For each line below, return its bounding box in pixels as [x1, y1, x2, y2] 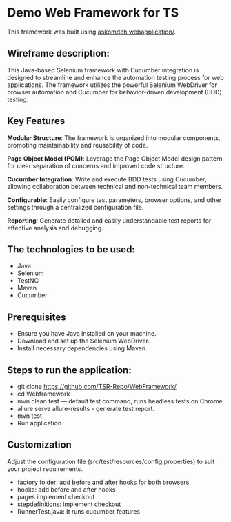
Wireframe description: [7, 48, 110, 59]
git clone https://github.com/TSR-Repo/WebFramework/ [17, 383, 177, 390]
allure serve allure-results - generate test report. [17, 405, 155, 412]
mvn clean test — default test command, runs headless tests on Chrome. [17, 397, 225, 405]
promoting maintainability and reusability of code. [7, 141, 148, 149]
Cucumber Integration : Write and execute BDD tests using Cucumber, [7, 174, 207, 183]
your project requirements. [7, 464, 83, 473]
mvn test [17, 412, 43, 420]
